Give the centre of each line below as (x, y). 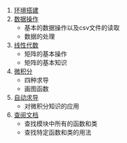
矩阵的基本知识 (45, 62)
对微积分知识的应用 (52, 106)
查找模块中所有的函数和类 (61, 123)
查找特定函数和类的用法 (58, 132)
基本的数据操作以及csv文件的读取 (72, 28)
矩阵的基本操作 (45, 54)
